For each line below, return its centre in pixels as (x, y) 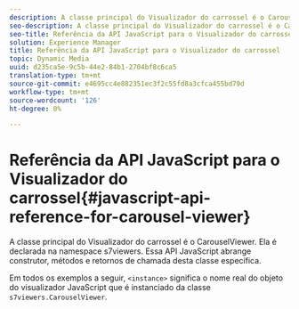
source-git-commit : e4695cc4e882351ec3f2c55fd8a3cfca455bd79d (127, 84)
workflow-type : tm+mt (49, 92)
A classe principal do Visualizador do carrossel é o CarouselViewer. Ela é (143, 242)
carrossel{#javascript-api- (110, 198)
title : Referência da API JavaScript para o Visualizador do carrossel (145, 51)
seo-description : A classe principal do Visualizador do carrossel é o (145, 26)
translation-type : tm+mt (55, 76)
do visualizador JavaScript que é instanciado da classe (110, 288)
